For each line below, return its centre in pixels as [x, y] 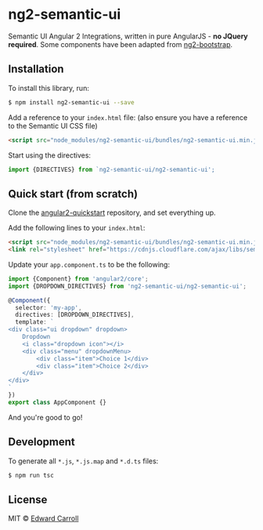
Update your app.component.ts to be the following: [89, 264]
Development [42, 442]
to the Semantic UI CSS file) [53, 125]
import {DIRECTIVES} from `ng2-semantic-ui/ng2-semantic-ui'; [112, 169]
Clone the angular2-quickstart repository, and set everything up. [112, 212]
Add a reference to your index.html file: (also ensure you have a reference [128, 117]
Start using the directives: [50, 155]
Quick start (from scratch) [73, 194]
